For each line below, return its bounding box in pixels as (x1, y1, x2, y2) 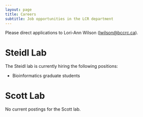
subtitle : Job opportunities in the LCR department (5, 16, 113, 21)
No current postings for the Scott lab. (5, 106, 81, 112)
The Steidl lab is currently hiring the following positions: (5, 63, 118, 69)
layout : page (5, 7, 32, 12)
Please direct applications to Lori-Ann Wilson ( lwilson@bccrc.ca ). (5, 30, 139, 36)
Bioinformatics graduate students (12, 73, 80, 79)
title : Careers (5, 12, 36, 17)
